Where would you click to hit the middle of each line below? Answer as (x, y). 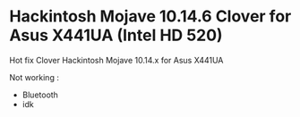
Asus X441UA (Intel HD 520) (116, 35)
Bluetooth (40, 95)
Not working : (34, 77)
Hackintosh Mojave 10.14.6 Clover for (150, 17)
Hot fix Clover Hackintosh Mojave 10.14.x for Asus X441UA (116, 60)
